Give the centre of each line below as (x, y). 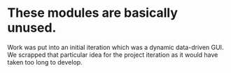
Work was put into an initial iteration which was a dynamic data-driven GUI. (115, 47)
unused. (32, 28)
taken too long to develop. (45, 62)
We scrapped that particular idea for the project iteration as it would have (113, 55)
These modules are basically (93, 13)
